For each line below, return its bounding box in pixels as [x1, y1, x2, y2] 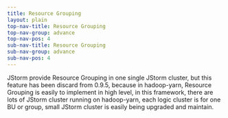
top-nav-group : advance [7, 29, 76, 36]
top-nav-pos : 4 [7, 36, 51, 43]
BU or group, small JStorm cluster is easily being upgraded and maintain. [7, 102, 214, 110]
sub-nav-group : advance [7, 49, 76, 56]
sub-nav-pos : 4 [7, 55, 51, 62]
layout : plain [7, 16, 48, 23]
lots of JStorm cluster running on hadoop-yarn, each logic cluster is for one [7, 95, 221, 104]
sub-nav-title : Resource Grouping [7, 42, 106, 49]
